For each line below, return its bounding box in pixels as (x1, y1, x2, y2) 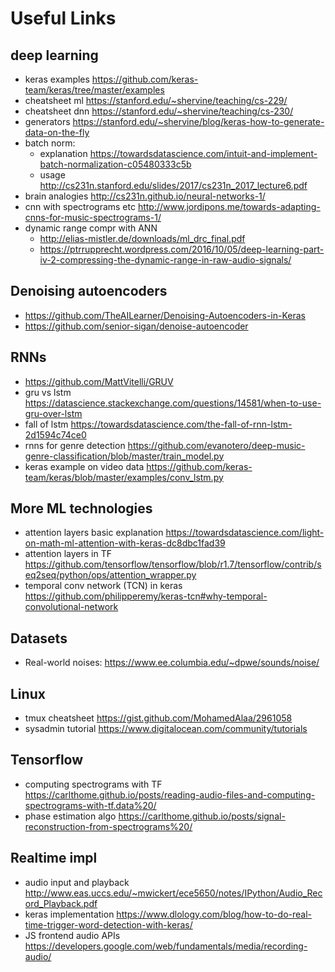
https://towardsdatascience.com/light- (165, 527, 325, 539)
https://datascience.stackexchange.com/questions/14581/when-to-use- (24, 397, 322, 409)
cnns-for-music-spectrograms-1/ (24, 212, 162, 223)
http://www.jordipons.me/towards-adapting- (137, 201, 321, 212)
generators (24, 116, 71, 127)
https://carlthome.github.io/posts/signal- (118, 810, 286, 822)
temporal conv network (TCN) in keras (24, 580, 183, 592)
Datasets (10, 630, 68, 647)
